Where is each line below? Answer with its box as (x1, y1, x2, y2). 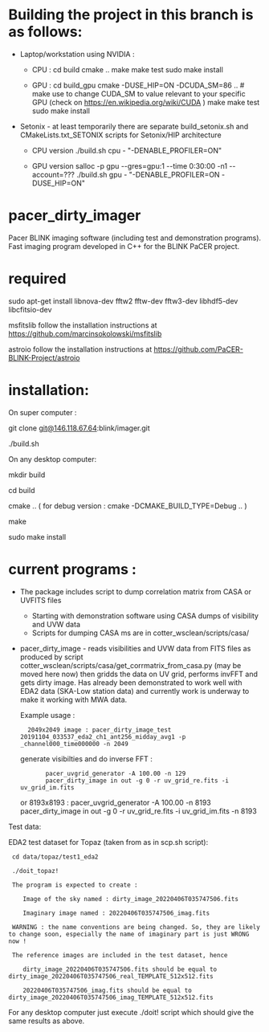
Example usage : (19, 710, 75, 720)
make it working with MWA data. (19, 695, 128, 704)
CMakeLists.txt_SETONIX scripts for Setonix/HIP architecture (19, 130, 222, 140)
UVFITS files (19, 595, 62, 605)
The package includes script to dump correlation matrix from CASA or (19, 586, 251, 596)
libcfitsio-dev (8, 304, 52, 314)
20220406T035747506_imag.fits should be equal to (22, 986, 193, 994)
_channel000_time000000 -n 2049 (19, 740, 128, 748)
